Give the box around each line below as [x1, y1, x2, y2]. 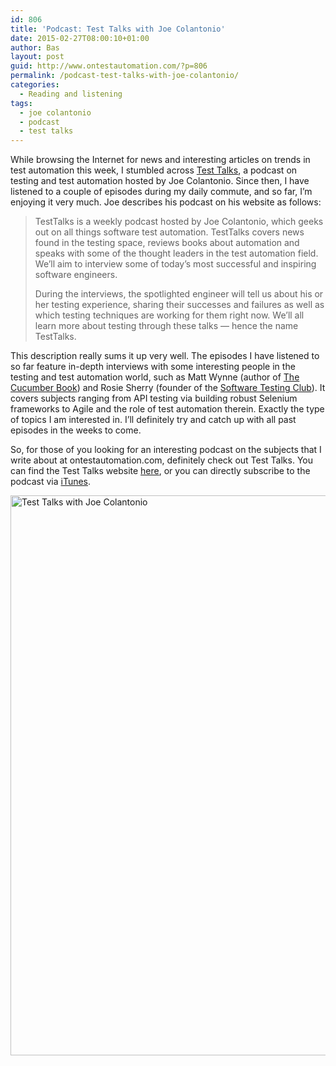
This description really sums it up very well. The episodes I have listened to [10, 350, 320, 362]
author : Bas [10, 42, 60, 53]
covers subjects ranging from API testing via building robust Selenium [10, 392, 298, 405]
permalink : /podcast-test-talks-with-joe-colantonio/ [10, 71, 240, 81]
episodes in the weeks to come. [10, 424, 142, 436]
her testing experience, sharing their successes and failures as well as [34, 299, 325, 311]
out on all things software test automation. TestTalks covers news [34, 226, 305, 238]
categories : [10, 80, 60, 90]
